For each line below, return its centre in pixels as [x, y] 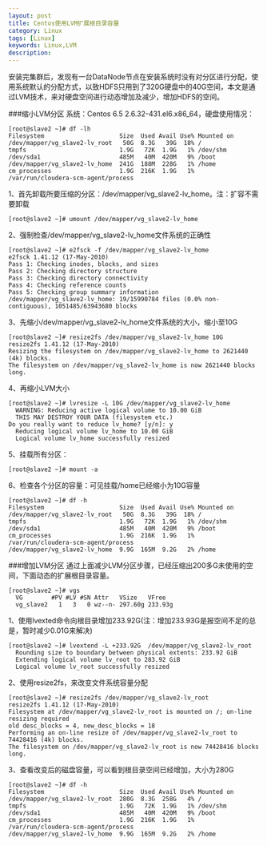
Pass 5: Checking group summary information [84, 292]
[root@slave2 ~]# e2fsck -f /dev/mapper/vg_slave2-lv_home [109, 250]
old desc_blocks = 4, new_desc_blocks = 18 [82, 726]
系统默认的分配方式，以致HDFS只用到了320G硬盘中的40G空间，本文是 [132, 87]
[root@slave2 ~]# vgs [44, 590]
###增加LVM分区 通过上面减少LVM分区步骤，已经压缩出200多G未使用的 [127, 565]
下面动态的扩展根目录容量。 [68, 575]
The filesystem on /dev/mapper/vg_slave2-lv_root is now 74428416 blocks [134, 747]
